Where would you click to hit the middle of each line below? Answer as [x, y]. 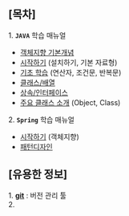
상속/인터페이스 [44, 92]
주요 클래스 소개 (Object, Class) [70, 102]
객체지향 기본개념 [47, 52]
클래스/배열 [38, 82]
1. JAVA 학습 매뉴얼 [37, 35]
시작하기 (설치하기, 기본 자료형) [69, 62]
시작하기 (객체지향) [49, 137]
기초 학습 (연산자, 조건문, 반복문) [71, 72]
